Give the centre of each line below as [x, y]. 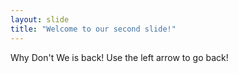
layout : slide [40, 19]
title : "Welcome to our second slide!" [93, 29]
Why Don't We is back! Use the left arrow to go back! [119, 57]
